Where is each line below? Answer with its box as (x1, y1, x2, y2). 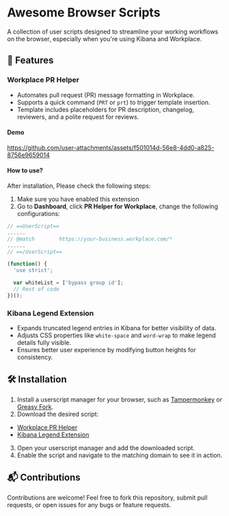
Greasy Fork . (16, 402, 53, 410)
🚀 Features (7, 55, 54, 66)
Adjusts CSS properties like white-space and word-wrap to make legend (16, 331, 217, 340)
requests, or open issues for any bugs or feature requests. (7, 500, 172, 508)
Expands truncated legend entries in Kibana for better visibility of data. (16, 324, 217, 332)
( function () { (7, 260, 48, 268)
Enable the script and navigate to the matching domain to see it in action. (16, 451, 223, 459)
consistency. (16, 353, 53, 361)
